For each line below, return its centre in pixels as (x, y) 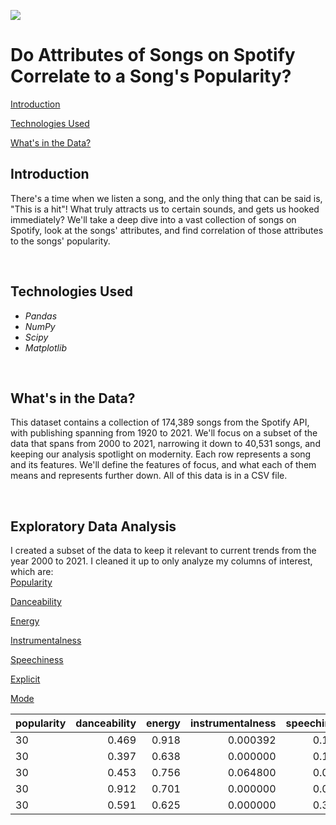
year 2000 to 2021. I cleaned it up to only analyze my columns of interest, (161, 561)
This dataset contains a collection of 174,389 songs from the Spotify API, (160, 422)
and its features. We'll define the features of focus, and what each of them (163, 465)
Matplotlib (45, 347)
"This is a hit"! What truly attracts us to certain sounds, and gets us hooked (165, 209)
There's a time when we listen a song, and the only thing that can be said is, (166, 198)
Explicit (25, 679)
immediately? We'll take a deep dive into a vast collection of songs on (153, 219)
